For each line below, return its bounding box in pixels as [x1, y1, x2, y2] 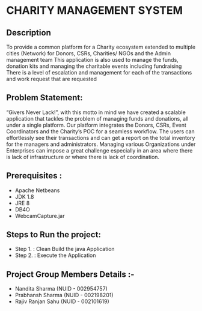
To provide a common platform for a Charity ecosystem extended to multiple [6, 43, 196, 50]
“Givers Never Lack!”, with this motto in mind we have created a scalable [6, 109, 186, 116]
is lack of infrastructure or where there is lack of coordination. [6, 153, 160, 160]
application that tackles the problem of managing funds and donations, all [6, 115, 189, 122]
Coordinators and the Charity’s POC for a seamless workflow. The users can [6, 127, 195, 135]
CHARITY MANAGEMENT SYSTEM [6, 4, 183, 17]
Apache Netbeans [14, 187, 60, 194]
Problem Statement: [6, 92, 83, 103]
